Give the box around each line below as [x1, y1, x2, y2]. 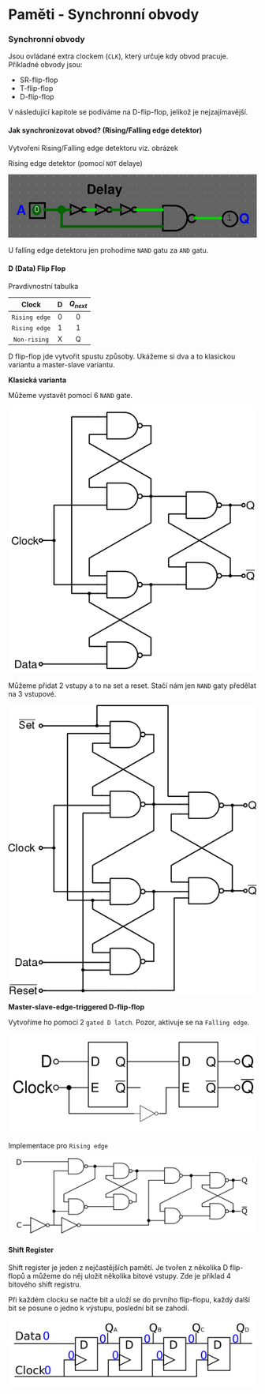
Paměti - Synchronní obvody [8, 6, 200, 24]
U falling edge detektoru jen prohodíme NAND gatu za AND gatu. [8, 246, 209, 255]
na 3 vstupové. [8, 689, 57, 698]
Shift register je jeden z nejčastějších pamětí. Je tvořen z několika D [8, 1262, 229, 1272]
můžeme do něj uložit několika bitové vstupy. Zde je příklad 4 [32, 1271, 231, 1280]
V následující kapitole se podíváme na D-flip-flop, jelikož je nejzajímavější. [8, 107, 248, 117]
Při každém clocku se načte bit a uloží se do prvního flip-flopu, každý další [8, 1294, 251, 1304]
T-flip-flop [19, 84, 54, 93]
